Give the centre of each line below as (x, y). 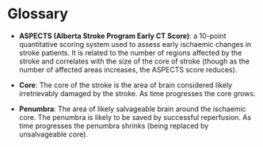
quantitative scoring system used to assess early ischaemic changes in (135, 44)
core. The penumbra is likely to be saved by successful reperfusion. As (135, 117)
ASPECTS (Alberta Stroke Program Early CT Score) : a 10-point (122, 36)
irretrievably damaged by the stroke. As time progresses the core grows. (137, 93)
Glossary (38, 14)
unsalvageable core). (53, 134)
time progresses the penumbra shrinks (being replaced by (114, 126)
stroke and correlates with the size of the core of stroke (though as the (134, 61)
